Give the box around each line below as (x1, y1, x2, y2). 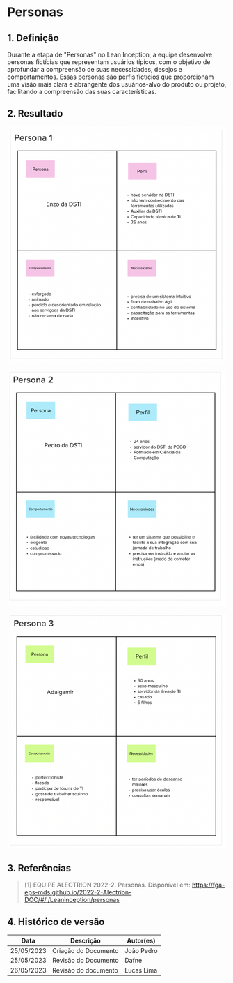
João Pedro (124, 947, 158, 954)
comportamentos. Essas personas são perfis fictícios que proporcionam (7, 73, 214, 81)
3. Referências (7, 862, 72, 874)
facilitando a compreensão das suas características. (7, 88, 156, 96)
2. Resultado (7, 107, 63, 119)
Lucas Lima (124, 966, 158, 974)
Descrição (70, 936, 101, 945)
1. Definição (7, 32, 59, 44)
